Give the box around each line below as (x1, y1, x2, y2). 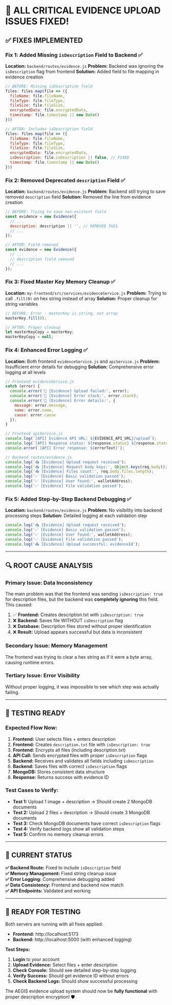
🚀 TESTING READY (5, 709, 66, 718)
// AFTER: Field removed (5, 242, 58, 248)
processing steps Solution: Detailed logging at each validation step (5, 513, 147, 519)
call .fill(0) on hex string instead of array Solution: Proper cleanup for (5, 295, 158, 302)
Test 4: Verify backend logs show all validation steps (12, 825, 124, 832)
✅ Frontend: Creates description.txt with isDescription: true (12, 612, 144, 618)
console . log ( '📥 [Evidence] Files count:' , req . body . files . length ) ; (5, 469, 154, 474)
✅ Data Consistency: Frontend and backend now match (5, 882, 124, 888)
